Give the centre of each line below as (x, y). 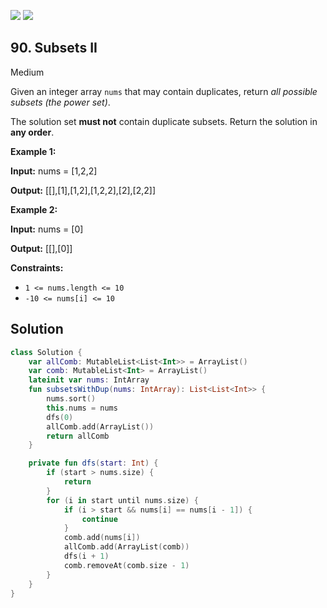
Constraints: (37, 267)
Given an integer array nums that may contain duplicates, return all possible (164, 91)
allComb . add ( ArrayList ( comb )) (126, 547)
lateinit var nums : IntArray (89, 380)
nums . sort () (71, 399)
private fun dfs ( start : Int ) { (93, 463)
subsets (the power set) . (60, 102)
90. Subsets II (54, 48)
